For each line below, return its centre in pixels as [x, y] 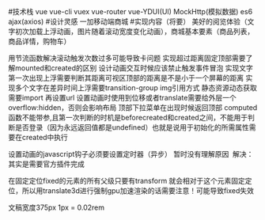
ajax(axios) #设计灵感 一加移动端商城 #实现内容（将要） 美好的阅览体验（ [128, 21]
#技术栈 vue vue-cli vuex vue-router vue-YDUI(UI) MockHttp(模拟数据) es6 [131, 11]
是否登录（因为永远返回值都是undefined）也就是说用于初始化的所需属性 [132, 127]
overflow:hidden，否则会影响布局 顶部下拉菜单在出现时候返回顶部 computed [133, 108]
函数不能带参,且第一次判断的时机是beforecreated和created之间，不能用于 [128, 118]
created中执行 [45, 137]
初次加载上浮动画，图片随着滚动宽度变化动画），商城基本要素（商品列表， [134, 31]
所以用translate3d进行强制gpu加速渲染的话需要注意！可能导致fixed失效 [138, 191]
